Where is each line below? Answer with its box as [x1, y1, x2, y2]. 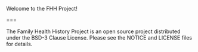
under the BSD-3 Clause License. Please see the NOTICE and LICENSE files [6, 34, 193, 41]
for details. [6, 41, 33, 47]
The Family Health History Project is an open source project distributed [6, 28, 181, 35]
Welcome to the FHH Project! [6, 5, 78, 12]
